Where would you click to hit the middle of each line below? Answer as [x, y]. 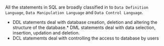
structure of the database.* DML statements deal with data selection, [84, 27]
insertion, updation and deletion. [46, 33]
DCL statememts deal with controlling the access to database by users [86, 38]
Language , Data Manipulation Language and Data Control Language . [74, 12]
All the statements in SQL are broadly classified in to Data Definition [77, 7]
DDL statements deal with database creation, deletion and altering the [85, 22]
